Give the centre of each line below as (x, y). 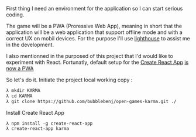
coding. (15, 15)
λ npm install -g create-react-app (49, 123)
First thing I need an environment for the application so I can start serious (94, 8)
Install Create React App (35, 112)
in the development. (30, 44)
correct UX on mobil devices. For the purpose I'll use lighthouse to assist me (98, 38)
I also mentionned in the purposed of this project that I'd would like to (90, 56)
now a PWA (20, 68)
